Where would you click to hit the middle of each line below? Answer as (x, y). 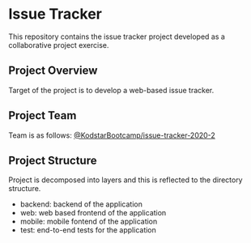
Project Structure (53, 160)
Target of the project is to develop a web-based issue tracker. (111, 90)
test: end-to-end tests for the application (88, 230)
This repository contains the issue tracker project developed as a (117, 36)
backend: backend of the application (81, 204)
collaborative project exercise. (59, 45)
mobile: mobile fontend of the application (89, 222)
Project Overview (53, 71)
